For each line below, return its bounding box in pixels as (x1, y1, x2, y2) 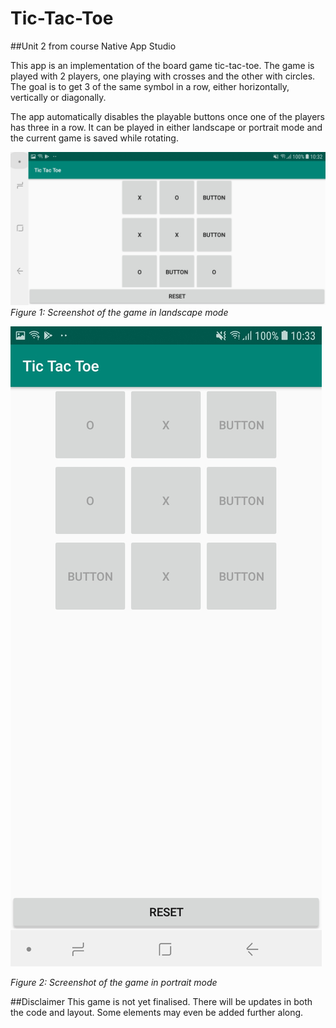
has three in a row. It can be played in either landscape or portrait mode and (10, 121, 323, 133)
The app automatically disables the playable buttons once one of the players (10, 110, 325, 122)
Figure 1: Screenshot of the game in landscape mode (10, 307, 229, 319)
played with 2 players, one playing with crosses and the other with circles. (10, 70, 316, 82)
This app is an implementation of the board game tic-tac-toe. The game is (10, 59, 315, 71)
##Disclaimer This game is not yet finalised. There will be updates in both (10, 996, 313, 1008)
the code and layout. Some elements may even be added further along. (10, 1007, 304, 1019)
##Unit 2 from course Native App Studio (10, 40, 177, 52)
